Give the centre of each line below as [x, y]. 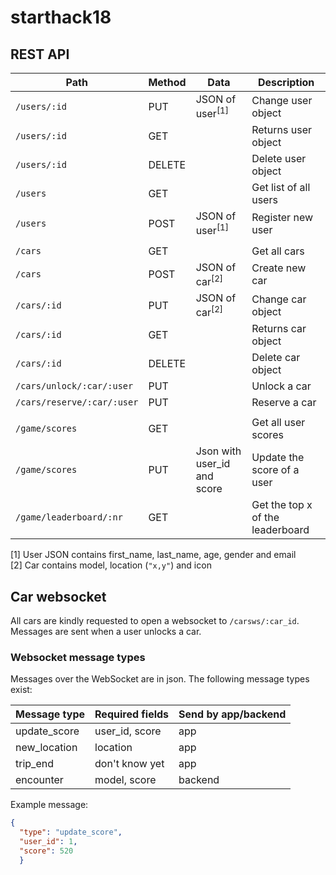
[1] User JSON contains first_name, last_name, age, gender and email [153, 555]
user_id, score [128, 731]
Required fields [132, 714]
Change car [279, 299]
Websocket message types [78, 658]
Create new [279, 268]
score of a [275, 470]
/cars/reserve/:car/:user [77, 402]
